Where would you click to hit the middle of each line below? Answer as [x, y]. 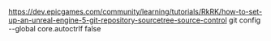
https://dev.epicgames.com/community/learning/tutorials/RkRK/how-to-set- [135, 12]
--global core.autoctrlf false [55, 29]
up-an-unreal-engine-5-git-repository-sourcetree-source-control [118, 20]
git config [245, 20]
